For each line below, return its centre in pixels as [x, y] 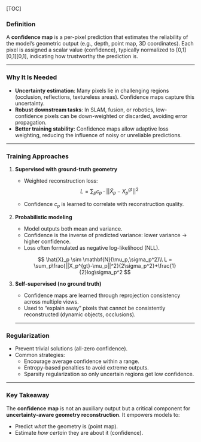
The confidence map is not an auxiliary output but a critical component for [98, 408]
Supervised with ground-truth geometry [66, 169]
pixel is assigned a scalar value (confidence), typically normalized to [90, 50]
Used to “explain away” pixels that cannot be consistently [95, 308]
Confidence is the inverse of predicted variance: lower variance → [105, 235]
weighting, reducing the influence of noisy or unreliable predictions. [98, 135]
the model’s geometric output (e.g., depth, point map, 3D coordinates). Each [100, 44]
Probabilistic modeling [44, 217]
